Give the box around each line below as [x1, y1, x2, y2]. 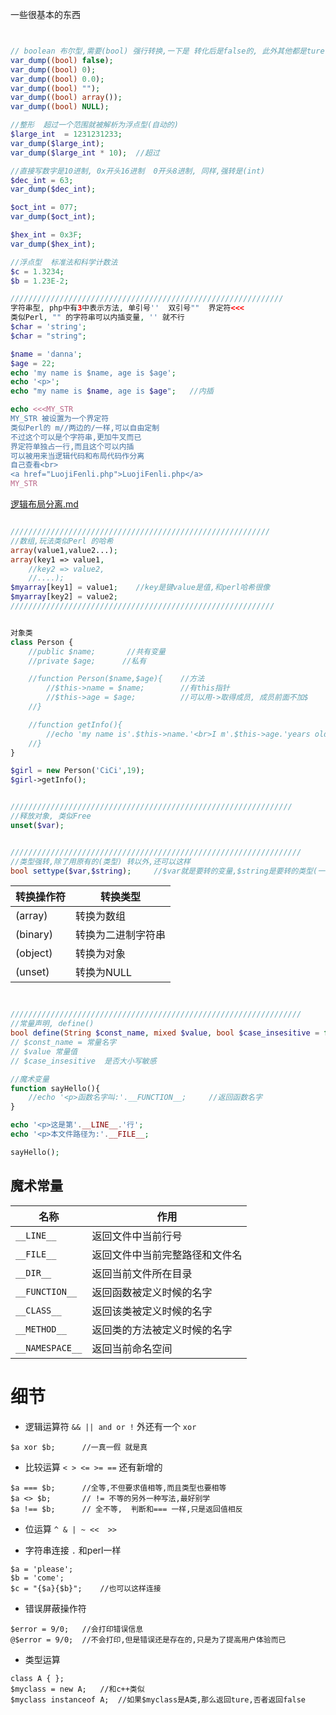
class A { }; [10, 1673, 65, 1683]
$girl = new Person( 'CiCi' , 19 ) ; [10, 766, 145, 776]
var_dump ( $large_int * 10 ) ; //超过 [10, 148, 160, 158]
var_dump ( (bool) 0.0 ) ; [10, 74, 105, 84]
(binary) [15, 928, 53, 942]
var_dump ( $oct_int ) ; [10, 212, 97, 222]
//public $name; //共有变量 [28, 646, 167, 657]
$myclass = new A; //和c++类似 [10, 1684, 145, 1694]
